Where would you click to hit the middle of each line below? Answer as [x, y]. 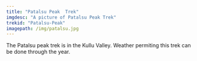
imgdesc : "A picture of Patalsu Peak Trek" [61, 17]
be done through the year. [38, 52]
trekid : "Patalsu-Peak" [36, 23]
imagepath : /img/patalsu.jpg [43, 28]
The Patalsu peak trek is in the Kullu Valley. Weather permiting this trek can [99, 45]
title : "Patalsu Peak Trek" [43, 12]
